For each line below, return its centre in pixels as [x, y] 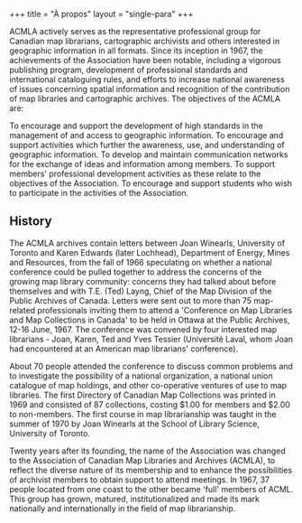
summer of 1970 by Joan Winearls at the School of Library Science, [134, 424]
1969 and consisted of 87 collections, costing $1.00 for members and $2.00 [150, 404]
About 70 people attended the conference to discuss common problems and [151, 366]
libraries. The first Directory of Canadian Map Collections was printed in [143, 395]
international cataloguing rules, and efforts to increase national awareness [147, 79]
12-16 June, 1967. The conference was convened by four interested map [143, 329]
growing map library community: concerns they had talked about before [143, 281]
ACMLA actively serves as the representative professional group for [135, 31]
